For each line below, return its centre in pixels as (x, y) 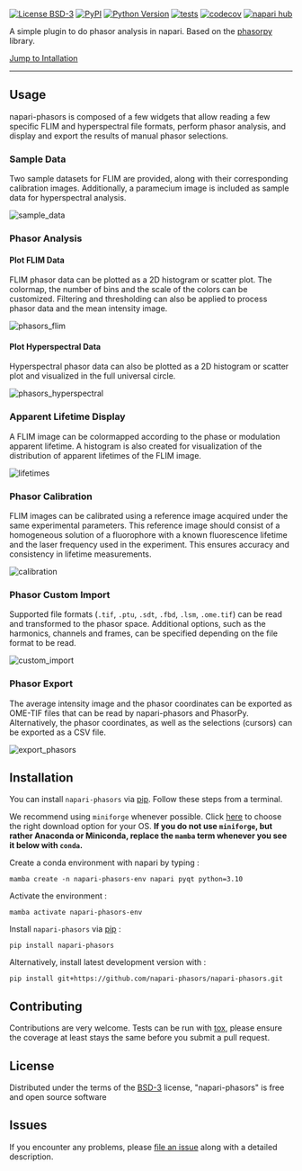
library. (22, 41)
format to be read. (43, 643)
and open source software (58, 1097)
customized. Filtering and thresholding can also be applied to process (138, 299)
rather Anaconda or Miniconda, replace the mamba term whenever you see (148, 836)
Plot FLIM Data (37, 260)
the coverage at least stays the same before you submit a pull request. (140, 1038)
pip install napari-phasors (62, 946)
